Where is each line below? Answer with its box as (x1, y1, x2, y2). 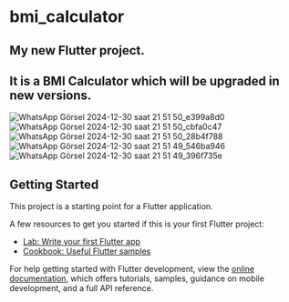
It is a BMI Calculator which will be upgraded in (9, 73, 280, 88)
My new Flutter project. (9, 43, 146, 58)
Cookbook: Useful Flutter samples (22, 246, 151, 257)
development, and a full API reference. (9, 283, 154, 294)
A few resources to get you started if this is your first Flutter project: (9, 218, 264, 229)
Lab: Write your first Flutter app (22, 237, 141, 247)
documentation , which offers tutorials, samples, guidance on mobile (9, 273, 264, 284)
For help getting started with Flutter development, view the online (9, 264, 255, 275)
